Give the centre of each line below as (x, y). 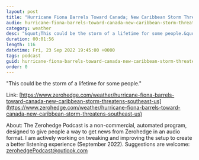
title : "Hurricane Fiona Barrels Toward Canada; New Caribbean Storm (94, 17)
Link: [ (14, 95)
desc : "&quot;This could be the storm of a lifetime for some (84, 34)
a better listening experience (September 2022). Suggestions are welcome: (98, 144)
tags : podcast (24, 56)
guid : (13, 61)
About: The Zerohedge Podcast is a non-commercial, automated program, (97, 126)
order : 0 (17, 67)
